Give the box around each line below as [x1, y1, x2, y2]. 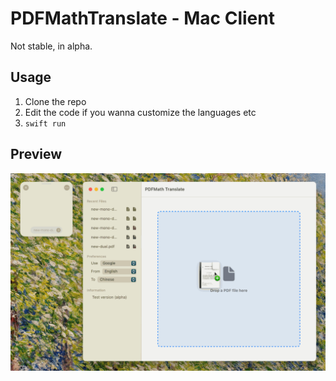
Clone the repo [24, 95, 87, 107]
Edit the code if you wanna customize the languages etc [24, 106, 257, 118]
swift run [24, 118, 67, 129]
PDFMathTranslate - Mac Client [10, 7, 275, 30]
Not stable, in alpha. [10, 40, 93, 52]
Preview [10, 146, 63, 163]
